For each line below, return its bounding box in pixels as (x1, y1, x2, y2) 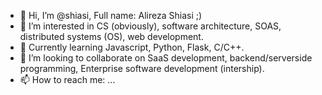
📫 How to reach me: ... (19, 74, 116, 85)
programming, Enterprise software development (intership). (19, 63, 265, 74)
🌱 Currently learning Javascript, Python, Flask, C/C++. (19, 41, 245, 53)
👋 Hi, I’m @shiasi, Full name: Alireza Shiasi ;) (19, 10, 203, 21)
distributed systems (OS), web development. (19, 31, 204, 42)
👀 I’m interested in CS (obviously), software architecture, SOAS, (19, 20, 282, 32)
